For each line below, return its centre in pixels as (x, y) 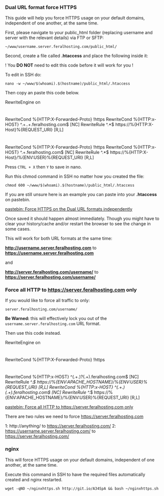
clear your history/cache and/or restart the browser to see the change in (78, 223)
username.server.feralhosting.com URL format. (53, 323)
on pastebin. (18, 199)
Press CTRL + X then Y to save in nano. (44, 167)
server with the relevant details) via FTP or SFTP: (55, 38)
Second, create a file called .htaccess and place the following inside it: (77, 56)
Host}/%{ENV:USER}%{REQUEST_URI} (44, 157)
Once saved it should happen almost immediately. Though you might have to (82, 218)
